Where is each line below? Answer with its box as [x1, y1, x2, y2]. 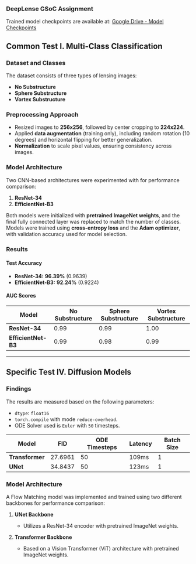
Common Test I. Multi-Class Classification [6, 41, 163, 51]
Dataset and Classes [6, 59, 66, 67]
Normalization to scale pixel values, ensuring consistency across [14, 142, 172, 149]
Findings [6, 385, 32, 393]
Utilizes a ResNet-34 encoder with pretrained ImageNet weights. [23, 522, 179, 529]
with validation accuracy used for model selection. [6, 230, 127, 237]
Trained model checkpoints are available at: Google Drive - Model [6, 18, 164, 25]
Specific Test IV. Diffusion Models [6, 367, 132, 377]
